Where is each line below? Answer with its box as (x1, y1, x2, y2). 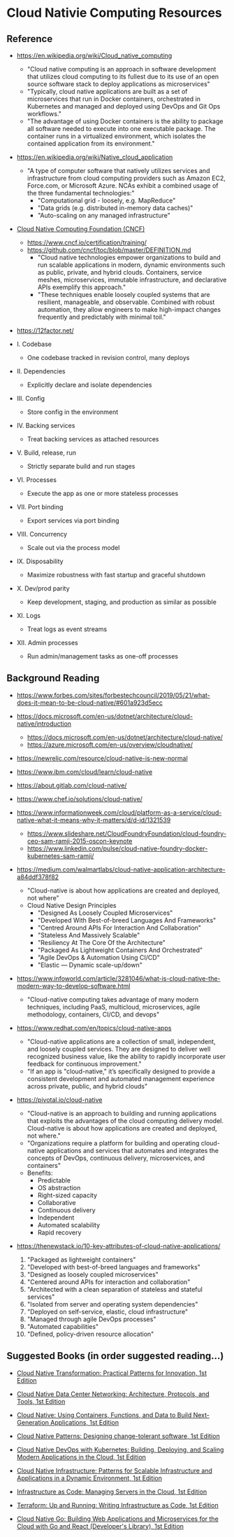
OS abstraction (37, 1183, 81, 1192)
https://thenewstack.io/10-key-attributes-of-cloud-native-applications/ (16, 1241, 221, 1250)
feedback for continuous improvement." (27, 1059, 142, 1068)
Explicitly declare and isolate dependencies (27, 380, 152, 389)
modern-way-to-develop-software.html (16, 981, 131, 990)
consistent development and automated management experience (27, 1074, 215, 1083)
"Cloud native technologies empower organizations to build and (37, 254, 221, 261)
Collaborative (37, 1198, 76, 1206)
